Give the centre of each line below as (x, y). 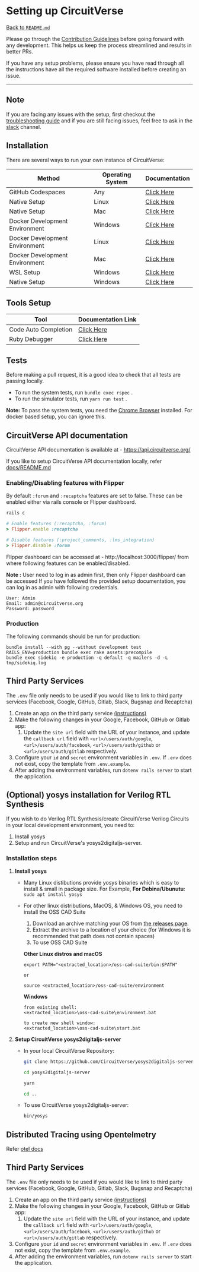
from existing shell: (50, 1007)
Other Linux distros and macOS (63, 954)
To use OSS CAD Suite (60, 942)
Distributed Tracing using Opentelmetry (81, 1134)
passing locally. (25, 381)
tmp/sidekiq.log (26, 663)
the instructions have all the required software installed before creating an (96, 69)
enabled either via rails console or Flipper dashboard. (71, 502)
